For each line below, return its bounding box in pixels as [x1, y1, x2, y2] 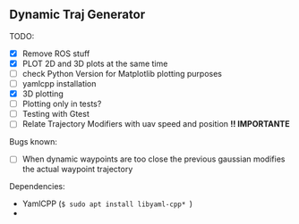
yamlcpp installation [21, 79, 97, 88]
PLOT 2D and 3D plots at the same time [21, 58, 168, 69]
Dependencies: [9, 181, 65, 192]
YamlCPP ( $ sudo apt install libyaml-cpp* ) [21, 198, 193, 209]
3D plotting [21, 88, 64, 99]
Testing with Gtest [21, 109, 90, 120]
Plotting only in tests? [21, 98, 102, 110]
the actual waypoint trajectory [21, 164, 133, 175]
